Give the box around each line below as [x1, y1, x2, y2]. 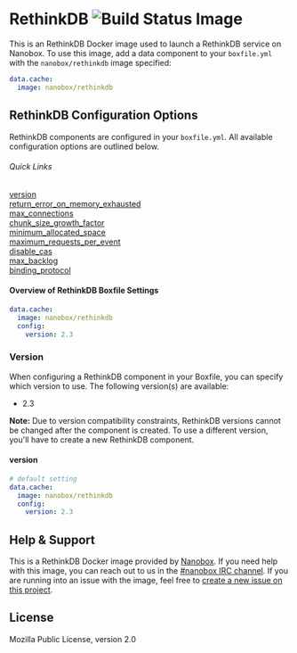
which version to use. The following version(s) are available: [9, 380, 229, 392]
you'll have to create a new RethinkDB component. [9, 434, 195, 445]
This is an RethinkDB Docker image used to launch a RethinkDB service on [9, 38, 282, 49]
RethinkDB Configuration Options [9, 108, 198, 123]
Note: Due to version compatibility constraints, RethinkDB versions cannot [9, 415, 282, 426]
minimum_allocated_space [9, 227, 107, 237]
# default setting [9, 474, 77, 484]
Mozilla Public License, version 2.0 [9, 633, 136, 644]
